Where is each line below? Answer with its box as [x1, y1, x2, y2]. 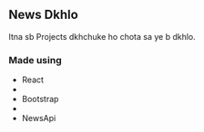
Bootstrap [21, 94, 59, 105]
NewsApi [21, 113, 56, 124]
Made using [8, 53, 62, 66]
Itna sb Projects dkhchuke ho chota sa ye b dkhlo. [8, 31, 197, 42]
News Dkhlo [8, 7, 78, 23]
